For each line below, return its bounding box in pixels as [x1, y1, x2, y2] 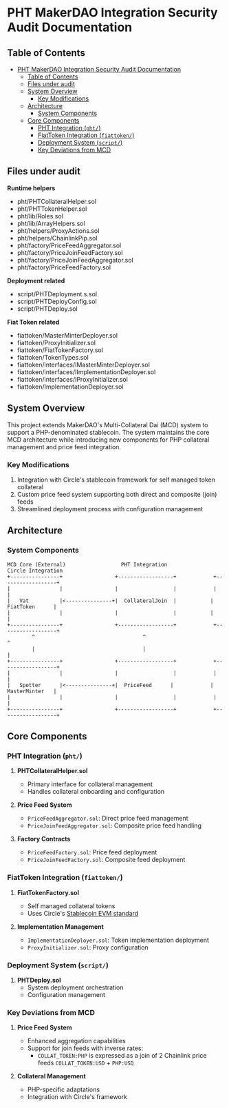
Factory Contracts [17, 835, 71, 843]
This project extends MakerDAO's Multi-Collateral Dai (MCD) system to [7, 420, 208, 429]
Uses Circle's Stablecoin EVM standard [27, 909, 139, 917]
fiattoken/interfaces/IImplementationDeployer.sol [17, 367, 156, 376]
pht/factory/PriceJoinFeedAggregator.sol [17, 256, 134, 264]
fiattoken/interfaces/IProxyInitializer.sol [17, 375, 129, 383]
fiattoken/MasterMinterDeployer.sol [17, 331, 118, 339]
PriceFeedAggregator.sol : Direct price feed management [27, 814, 188, 823]
